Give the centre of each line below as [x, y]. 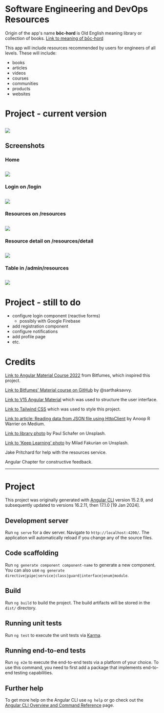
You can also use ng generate [35, 570]
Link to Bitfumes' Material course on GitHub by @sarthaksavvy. [69, 390]
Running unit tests [33, 623]
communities [25, 83]
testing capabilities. [33, 673]
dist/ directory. [21, 608]
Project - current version [56, 114]
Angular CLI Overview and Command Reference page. [60, 705]
